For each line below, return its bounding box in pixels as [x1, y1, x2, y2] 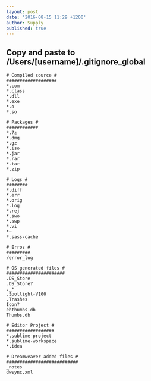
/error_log [6, 255, 33, 261]
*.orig [6, 198, 23, 204]
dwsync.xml [6, 370, 33, 376]
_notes [6, 364, 23, 370]
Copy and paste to [6, 47, 75, 57]
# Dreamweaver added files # [6, 354, 78, 360]
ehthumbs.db [6, 307, 36, 313]
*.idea [6, 343, 23, 349]
